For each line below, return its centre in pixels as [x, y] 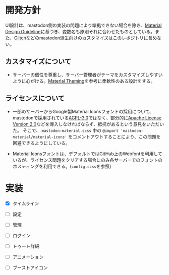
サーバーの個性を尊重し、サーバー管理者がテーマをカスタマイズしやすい [88, 75]
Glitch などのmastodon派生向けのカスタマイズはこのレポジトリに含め [86, 38]
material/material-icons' [40, 137]
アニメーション [28, 257]
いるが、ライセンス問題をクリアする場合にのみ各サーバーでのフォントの [88, 160]
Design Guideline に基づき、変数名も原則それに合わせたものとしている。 [80, 31]
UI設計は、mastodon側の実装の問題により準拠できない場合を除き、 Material [83, 25]
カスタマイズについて [38, 62]
